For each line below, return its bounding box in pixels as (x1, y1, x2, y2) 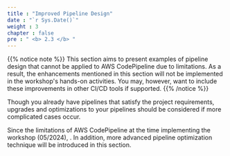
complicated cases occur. (7, 112, 81, 121)
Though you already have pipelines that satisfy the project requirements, (7, 98, 215, 106)
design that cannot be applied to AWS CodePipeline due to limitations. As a (7, 62, 222, 71)
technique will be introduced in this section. (7, 141, 132, 149)
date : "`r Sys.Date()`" (7, 17, 79, 24)
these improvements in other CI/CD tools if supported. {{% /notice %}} (7, 85, 209, 93)
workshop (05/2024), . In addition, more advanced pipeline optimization (7, 133, 213, 142)
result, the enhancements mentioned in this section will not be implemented (7, 70, 223, 78)
